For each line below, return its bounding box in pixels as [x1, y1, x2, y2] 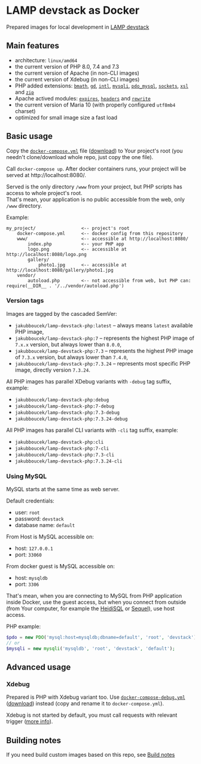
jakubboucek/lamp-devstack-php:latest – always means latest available [14, 321, 193, 329]
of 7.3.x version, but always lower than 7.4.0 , [14, 354, 129, 361]
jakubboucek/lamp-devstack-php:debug [14, 397, 109, 403]
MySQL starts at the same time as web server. [6, 486, 120, 493]
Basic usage [6, 131, 53, 141]
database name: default [14, 522, 75, 529]
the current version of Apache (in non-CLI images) [14, 69, 139, 77]
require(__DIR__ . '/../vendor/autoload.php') [6, 282, 124, 289]
